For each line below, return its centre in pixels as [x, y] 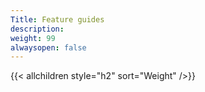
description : [37, 29]
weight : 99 [33, 38]
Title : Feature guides [57, 19]
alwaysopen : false [48, 47]
